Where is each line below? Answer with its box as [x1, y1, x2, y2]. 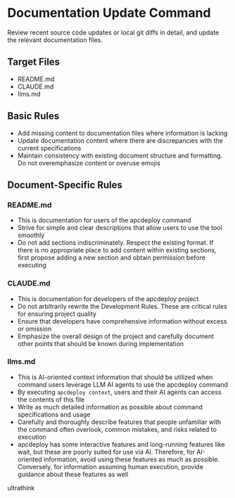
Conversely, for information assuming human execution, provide [17, 462, 204, 471]
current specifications [17, 143, 82, 152]
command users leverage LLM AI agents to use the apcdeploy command [17, 380, 229, 388]
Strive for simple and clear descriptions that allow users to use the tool [17, 224, 223, 232]
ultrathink [7, 483, 35, 492]
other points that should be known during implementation [17, 339, 184, 347]
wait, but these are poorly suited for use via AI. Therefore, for [17, 447, 196, 456]
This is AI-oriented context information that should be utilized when [17, 373, 213, 381]
